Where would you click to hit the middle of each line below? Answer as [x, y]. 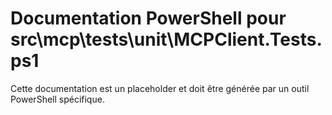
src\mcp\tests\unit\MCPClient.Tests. [166, 39]
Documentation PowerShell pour [148, 18]
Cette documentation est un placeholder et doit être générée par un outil [160, 88]
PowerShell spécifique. [57, 99]
